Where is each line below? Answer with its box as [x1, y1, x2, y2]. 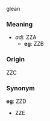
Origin [6, 55, 25, 64]
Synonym [6, 84, 35, 92]
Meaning [6, 20, 33, 28]
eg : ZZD [6, 98, 27, 105]
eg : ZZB [23, 40, 44, 48]
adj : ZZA [14, 34, 37, 41]
